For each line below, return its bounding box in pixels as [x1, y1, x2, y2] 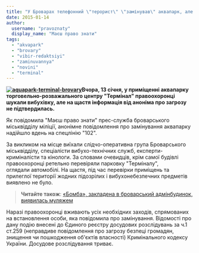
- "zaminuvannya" [11, 58, 55, 64]
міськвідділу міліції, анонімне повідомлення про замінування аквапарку [6, 123, 191, 130]
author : [6, 20, 26, 26]
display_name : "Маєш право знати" [11, 31, 97, 37]
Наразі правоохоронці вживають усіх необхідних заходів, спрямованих [6, 208, 189, 215]
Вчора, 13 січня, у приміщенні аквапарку [81, 86, 189, 93]
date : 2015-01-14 [6, 14, 49, 20]
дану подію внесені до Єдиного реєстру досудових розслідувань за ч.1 [6, 221, 188, 229]
